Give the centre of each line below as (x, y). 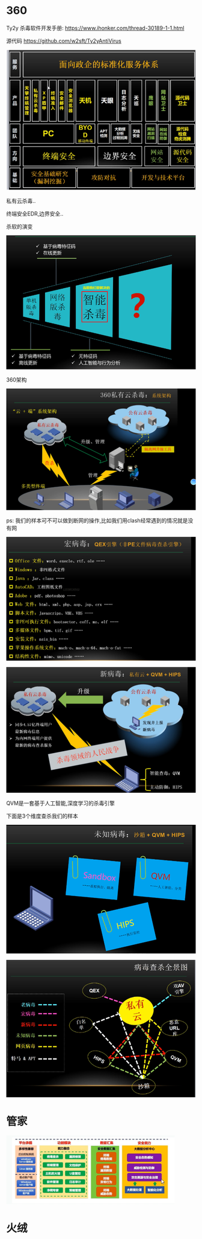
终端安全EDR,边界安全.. (35, 214)
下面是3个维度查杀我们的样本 (42, 816)
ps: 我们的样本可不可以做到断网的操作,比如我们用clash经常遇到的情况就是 (97, 520)
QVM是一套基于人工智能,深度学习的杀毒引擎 (61, 803)
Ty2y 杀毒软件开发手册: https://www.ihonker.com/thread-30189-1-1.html (95, 28)
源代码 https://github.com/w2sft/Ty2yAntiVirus (64, 40)
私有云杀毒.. (21, 201)
